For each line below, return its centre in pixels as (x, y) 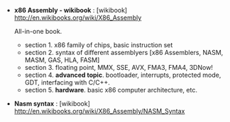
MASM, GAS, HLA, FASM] (62, 60)
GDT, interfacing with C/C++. (67, 83)
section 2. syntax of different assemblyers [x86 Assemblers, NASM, (124, 53)
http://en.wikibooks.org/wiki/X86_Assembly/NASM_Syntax (99, 111)
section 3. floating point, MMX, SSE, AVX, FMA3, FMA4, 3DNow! (119, 67)
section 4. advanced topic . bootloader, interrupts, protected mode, (123, 75)
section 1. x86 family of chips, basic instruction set (99, 45)
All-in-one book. (38, 31)
